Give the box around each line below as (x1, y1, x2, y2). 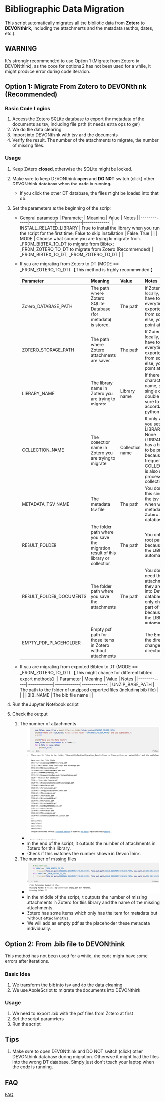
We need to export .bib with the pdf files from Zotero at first (12, 1010, 134, 1017)
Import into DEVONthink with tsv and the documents (12, 132, 118, 138)
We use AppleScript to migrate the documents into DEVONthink (12, 987, 141, 993)
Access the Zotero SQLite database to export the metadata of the (12, 116, 145, 122)
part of (144, 604, 159, 610)
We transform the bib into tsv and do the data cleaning (12, 982, 123, 988)
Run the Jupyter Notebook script (12, 701, 79, 707)
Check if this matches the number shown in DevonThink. (27, 851, 141, 857)
